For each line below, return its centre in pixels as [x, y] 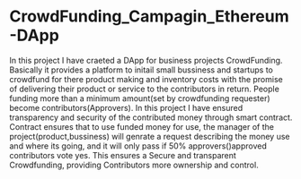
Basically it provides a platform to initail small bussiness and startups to [142, 70]
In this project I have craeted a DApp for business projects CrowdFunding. [146, 60]
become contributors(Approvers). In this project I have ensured [126, 107]
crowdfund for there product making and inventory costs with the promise [146, 79]
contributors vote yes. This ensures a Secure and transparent [123, 155]
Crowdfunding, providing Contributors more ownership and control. [134, 165]
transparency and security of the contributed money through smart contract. [151, 117]
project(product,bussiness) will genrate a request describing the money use [150, 136]
